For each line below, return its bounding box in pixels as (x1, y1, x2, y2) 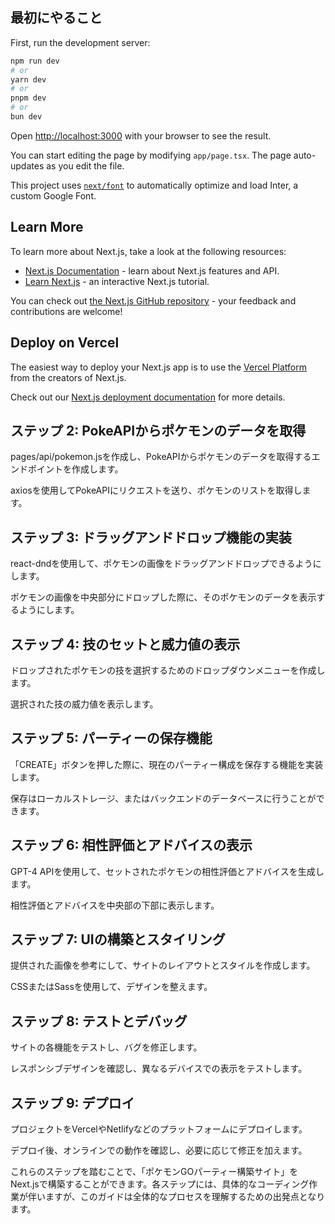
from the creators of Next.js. (10, 371, 127, 383)
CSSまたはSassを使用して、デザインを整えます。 (10, 981, 213, 993)
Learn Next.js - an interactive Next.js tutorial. (24, 275, 210, 287)
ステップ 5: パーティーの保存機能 (10, 730, 213, 747)
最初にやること (10, 9, 103, 27)
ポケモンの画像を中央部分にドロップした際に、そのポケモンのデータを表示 (10, 591, 317, 603)
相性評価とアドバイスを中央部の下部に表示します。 (10, 899, 220, 911)
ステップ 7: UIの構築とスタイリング (10, 931, 226, 948)
